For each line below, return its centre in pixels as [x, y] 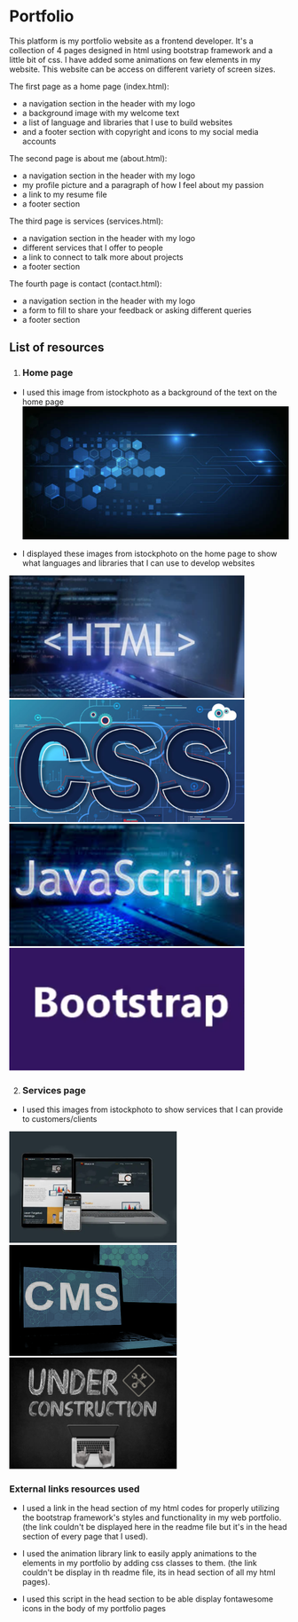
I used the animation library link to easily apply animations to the [139, 1554]
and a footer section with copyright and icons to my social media [140, 131]
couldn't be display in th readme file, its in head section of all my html [149, 1572]
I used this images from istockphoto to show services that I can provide [153, 1109]
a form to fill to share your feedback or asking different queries [137, 310]
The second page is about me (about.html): [88, 158]
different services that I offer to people [93, 247]
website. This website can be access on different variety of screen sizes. [142, 69]
